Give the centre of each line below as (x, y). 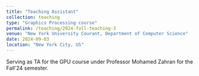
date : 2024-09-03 (28, 39)
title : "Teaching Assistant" (42, 12)
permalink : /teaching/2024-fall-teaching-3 (61, 28)
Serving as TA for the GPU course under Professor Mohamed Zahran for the (99, 61)
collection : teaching (33, 17)
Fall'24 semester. (27, 68)
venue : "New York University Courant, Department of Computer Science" (97, 34)
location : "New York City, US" (45, 45)
